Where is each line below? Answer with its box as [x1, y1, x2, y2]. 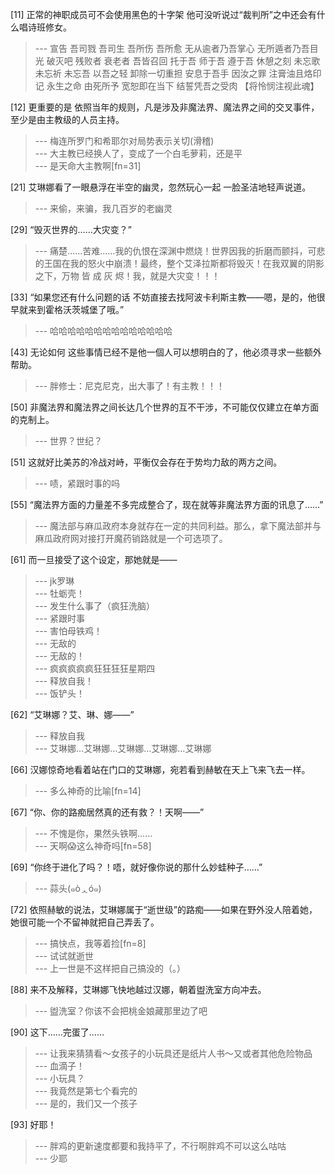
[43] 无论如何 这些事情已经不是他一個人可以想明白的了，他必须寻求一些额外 [10, 346, 322, 358]
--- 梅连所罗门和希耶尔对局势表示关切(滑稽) [34, 135, 215, 147]
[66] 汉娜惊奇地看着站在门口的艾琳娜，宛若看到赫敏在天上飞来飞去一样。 [10, 764, 311, 775]
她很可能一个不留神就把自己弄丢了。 [10, 916, 160, 928]
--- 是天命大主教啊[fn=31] [34, 160, 142, 172]
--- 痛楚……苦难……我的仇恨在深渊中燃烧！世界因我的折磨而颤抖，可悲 [34, 245, 326, 257]
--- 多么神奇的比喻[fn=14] [34, 785, 142, 797]
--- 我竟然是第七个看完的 [34, 1085, 138, 1097]
